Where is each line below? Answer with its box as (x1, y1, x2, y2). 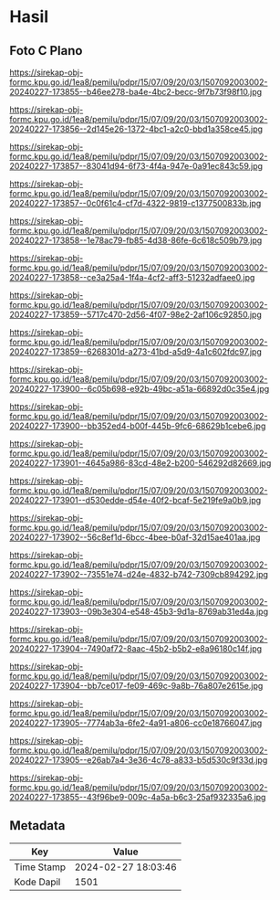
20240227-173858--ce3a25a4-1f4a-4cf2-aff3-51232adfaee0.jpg (9, 272, 255, 282)
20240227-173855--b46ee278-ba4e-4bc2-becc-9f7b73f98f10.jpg (9, 87, 263, 97)
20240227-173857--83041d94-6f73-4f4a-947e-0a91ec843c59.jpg (9, 161, 263, 171)
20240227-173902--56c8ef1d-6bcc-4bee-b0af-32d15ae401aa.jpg (9, 532, 261, 543)
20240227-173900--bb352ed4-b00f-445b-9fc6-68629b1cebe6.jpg (9, 420, 266, 431)
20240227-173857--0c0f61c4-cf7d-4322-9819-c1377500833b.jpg (9, 198, 262, 208)
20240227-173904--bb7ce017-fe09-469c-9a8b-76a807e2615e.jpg (9, 681, 264, 691)
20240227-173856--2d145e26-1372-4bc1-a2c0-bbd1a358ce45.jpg (9, 123, 263, 134)
